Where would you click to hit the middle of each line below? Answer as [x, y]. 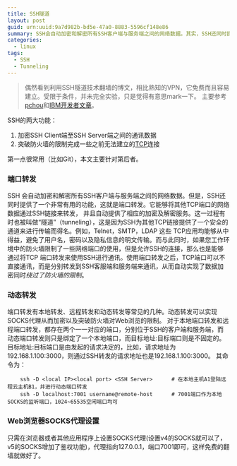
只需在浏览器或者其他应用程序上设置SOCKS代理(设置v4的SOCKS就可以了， [117, 438]
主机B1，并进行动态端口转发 [52, 387]
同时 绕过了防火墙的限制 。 [50, 275]
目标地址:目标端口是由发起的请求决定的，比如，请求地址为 [92, 347]
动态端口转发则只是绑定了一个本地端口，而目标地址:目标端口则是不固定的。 [116, 338]
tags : [15, 54]
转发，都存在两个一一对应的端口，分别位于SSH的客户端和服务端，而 [125, 330]
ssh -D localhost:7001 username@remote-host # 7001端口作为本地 [121, 395]
